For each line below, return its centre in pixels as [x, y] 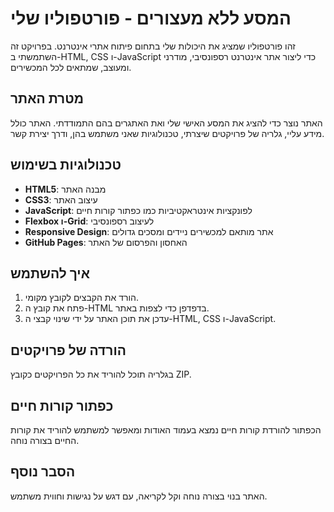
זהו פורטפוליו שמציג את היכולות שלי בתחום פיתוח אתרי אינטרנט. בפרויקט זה [153, 46]
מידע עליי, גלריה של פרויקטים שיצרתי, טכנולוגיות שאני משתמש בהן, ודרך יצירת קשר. [167, 133]
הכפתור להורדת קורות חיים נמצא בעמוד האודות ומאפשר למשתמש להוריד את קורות [166, 430]
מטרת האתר [47, 98]
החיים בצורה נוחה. [45, 440]
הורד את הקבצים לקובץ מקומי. [82, 298]
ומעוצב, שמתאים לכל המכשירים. [71, 67]
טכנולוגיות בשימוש [66, 165]
